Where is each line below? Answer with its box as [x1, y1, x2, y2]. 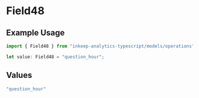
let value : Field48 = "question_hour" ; [6, 54, 105, 60]
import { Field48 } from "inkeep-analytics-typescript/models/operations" [6, 43, 195, 49]
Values [6, 70, 33, 80]
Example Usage [6, 28, 65, 38]
